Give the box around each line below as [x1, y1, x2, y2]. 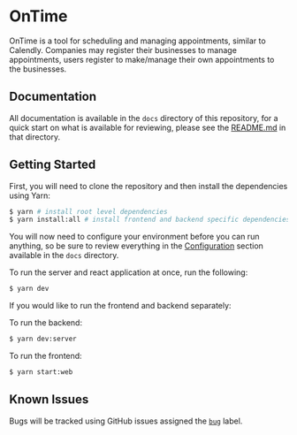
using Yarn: [9, 190, 51, 201]
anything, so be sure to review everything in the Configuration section [9, 240, 263, 251]
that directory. [9, 131, 61, 142]
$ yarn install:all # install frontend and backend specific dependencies [9, 215, 291, 225]
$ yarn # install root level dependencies [9, 207, 168, 216]
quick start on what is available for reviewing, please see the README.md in [9, 122, 286, 133]
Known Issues [9, 392, 89, 408]
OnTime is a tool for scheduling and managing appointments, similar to [9, 35, 267, 46]
